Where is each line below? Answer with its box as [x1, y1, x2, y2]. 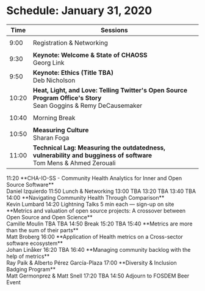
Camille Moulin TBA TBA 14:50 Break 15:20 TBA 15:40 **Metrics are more [6, 220, 193, 227]
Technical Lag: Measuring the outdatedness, [32, 143, 166, 152]
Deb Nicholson [32, 76, 76, 85]
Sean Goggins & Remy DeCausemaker [32, 101, 143, 110]
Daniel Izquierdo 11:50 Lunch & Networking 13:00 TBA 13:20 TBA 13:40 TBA [6, 187, 196, 195]
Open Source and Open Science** [6, 213, 93, 221]
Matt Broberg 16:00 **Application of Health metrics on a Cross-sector [6, 233, 183, 240]
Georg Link [32, 58, 65, 67]
